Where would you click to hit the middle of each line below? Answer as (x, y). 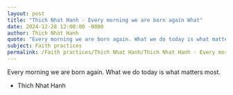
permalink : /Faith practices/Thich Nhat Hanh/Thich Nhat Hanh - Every (111, 53)
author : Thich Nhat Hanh (43, 33)
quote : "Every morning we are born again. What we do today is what (108, 40)
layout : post (26, 14)
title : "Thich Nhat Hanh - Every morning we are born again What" (105, 20)
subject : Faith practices (44, 46)
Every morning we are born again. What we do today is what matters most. (114, 72)
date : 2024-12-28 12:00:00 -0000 (55, 26)
